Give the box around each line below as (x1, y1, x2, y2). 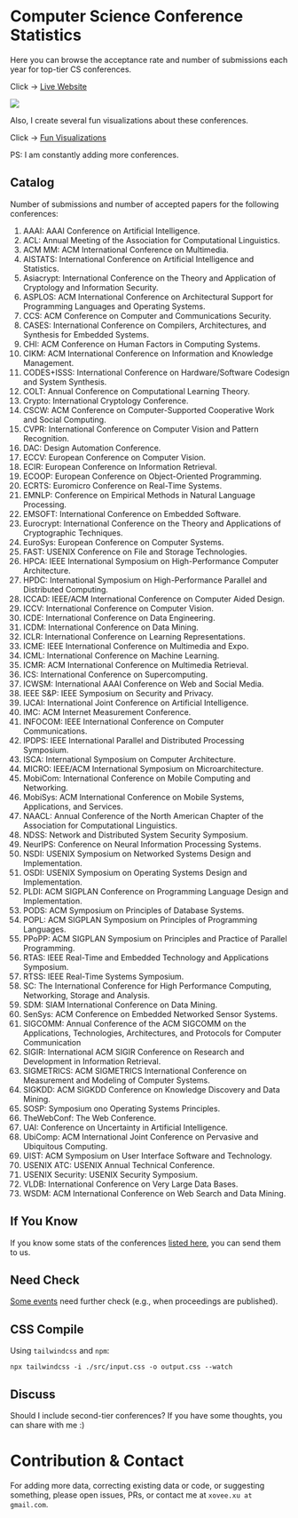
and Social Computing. (22, 414, 106, 425)
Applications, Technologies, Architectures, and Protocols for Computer (22, 1028, 282, 1038)
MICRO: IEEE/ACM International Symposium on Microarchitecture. (22, 763, 264, 774)
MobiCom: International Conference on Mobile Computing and (22, 773, 251, 783)
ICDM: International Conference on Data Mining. (22, 622, 199, 632)
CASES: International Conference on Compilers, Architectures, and (22, 320, 267, 330)
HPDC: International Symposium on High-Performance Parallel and (22, 575, 268, 585)
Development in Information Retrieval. (22, 1055, 161, 1067)
